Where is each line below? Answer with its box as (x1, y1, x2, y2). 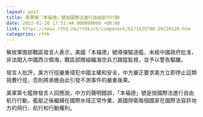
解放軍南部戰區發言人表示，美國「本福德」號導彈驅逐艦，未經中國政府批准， (6, 49, 197, 56)
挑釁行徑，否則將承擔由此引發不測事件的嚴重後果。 (6, 77, 134, 84)
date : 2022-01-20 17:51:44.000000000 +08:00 (6, 20, 120, 26)
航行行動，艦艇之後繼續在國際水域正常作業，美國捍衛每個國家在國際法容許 (6, 97, 192, 104)
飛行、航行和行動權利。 (16, 104, 76, 112)
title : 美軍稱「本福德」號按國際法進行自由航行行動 (6, 14, 120, 21)
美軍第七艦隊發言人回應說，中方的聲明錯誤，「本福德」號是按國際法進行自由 (6, 89, 195, 96)
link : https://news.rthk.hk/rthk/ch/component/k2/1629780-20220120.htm (6, 25, 190, 32)
